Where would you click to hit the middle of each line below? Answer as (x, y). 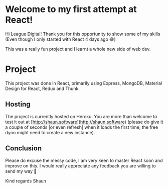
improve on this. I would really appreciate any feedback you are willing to (81, 166)
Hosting (18, 104)
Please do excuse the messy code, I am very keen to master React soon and (84, 160)
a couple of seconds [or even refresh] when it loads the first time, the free (82, 127)
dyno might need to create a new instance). (50, 132)
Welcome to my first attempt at (71, 9)
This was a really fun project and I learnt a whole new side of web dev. (78, 49)
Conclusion (24, 149)
